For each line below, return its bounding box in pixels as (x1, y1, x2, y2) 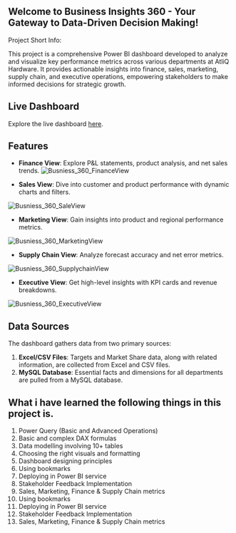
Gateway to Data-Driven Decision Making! (8, 17, 199, 29)
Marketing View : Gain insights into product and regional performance (18, 215, 224, 224)
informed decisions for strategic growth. (8, 80, 127, 88)
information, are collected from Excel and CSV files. (18, 361, 170, 369)
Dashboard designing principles (18, 457, 113, 465)
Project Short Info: (8, 36, 62, 44)
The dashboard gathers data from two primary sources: (8, 339, 172, 348)
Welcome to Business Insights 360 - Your (8, 6, 196, 18)
